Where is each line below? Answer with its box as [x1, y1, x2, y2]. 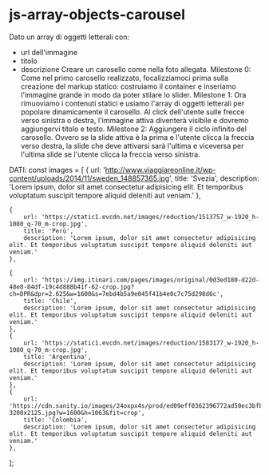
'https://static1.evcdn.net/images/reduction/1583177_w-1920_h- [41, 338, 260, 347]
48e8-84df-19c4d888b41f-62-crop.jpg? [9, 282, 135, 291]
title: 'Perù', [23, 226, 74, 235]
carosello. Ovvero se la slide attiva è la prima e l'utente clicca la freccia [20, 132, 255, 142]
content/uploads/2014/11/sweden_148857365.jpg [9, 174, 170, 183]
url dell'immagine [20, 47, 78, 57]
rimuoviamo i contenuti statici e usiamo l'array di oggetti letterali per [20, 98, 245, 108]
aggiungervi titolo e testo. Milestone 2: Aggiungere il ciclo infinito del [20, 124, 247, 134]
